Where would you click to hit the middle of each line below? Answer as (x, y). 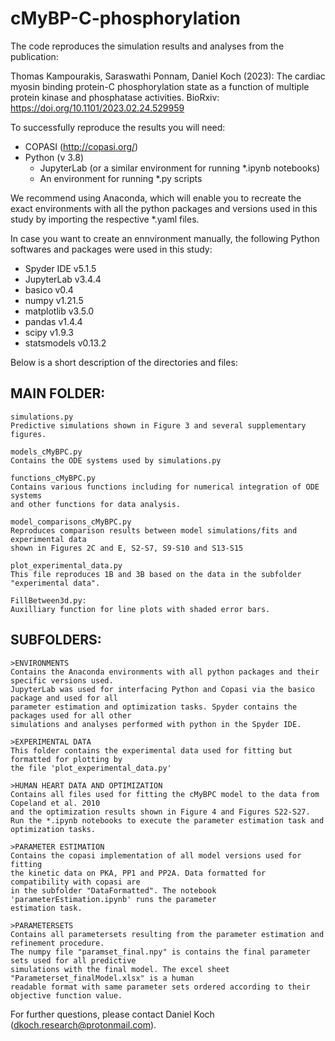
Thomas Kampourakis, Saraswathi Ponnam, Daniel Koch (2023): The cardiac (168, 76)
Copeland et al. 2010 (55, 803)
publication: (34, 56)
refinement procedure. (57, 943)
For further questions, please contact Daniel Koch (112, 1014)
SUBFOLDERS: (56, 640)
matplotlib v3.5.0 (59, 311)
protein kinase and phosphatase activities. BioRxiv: (115, 97)
